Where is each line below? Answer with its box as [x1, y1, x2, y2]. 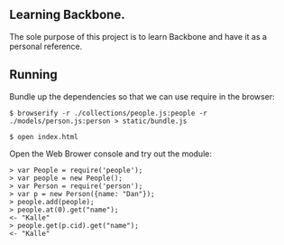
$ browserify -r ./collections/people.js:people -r [9, 108, 207, 118]
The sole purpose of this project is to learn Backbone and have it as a [9, 31, 268, 42]
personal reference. [9, 41, 83, 52]
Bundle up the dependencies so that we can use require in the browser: [9, 90, 275, 102]
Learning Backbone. [9, 7, 125, 23]
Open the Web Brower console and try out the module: [9, 148, 212, 159]
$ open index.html [9, 132, 78, 141]
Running [9, 67, 59, 82]
